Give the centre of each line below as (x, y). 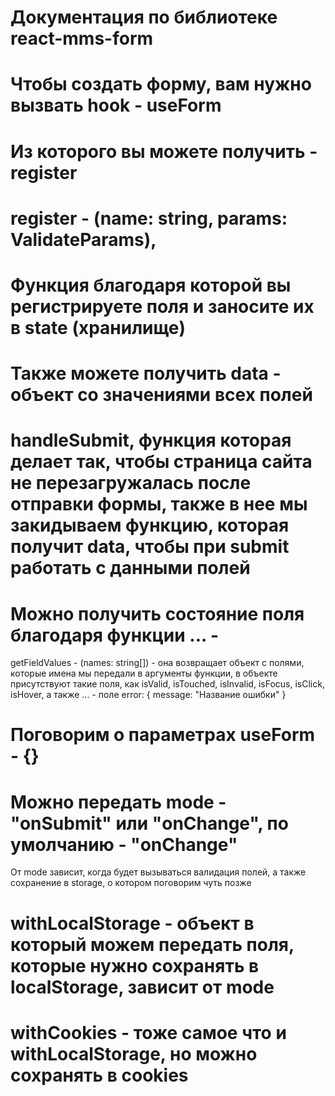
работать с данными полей (130, 568)
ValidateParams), (83, 239)
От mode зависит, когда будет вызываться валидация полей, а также (158, 872)
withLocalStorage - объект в (132, 923)
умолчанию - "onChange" (124, 844)
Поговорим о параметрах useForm (163, 735)
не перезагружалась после (131, 483)
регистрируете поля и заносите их (162, 306)
